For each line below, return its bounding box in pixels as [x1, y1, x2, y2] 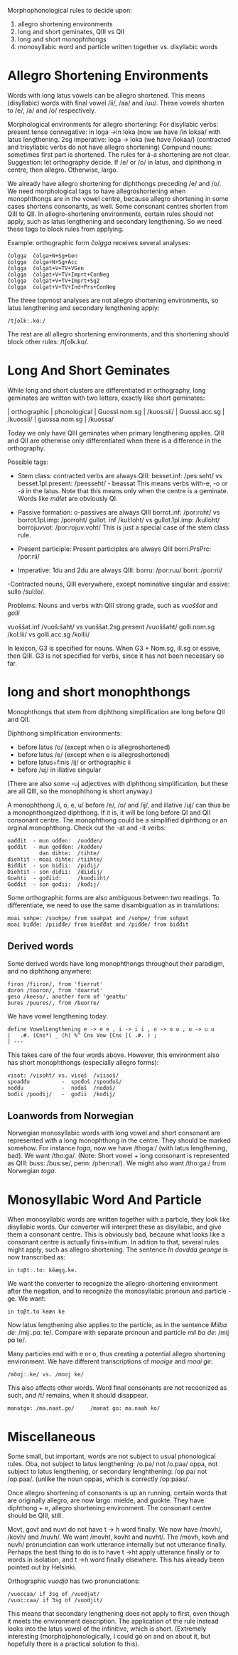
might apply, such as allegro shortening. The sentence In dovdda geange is [7, 1245, 229, 1254]
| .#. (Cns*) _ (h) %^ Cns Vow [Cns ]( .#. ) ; [7, 1031, 158, 1039]
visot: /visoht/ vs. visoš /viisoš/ [7, 1072, 119, 1079]
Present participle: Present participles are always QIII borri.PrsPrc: [17, 545, 212, 553]
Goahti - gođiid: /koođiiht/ [7, 875, 110, 882]
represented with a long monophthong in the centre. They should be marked [7, 1136, 231, 1145]
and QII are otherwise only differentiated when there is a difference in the [7, 436, 222, 445]
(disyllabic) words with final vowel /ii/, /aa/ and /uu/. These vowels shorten [7, 98, 225, 107]
